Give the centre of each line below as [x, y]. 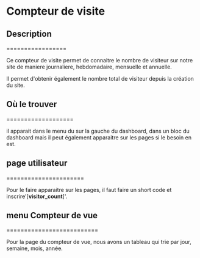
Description [29, 34]
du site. [16, 85]
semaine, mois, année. [34, 248]
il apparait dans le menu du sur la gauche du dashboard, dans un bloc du [98, 131]
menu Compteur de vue [52, 216]
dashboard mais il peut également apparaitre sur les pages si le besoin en [99, 137]
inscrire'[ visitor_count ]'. [37, 196]
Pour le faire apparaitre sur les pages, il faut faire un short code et [89, 190]
